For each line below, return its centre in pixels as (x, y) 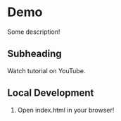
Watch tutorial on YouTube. (46, 70)
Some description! (34, 32)
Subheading (34, 54)
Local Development (51, 93)
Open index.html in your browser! (66, 110)
